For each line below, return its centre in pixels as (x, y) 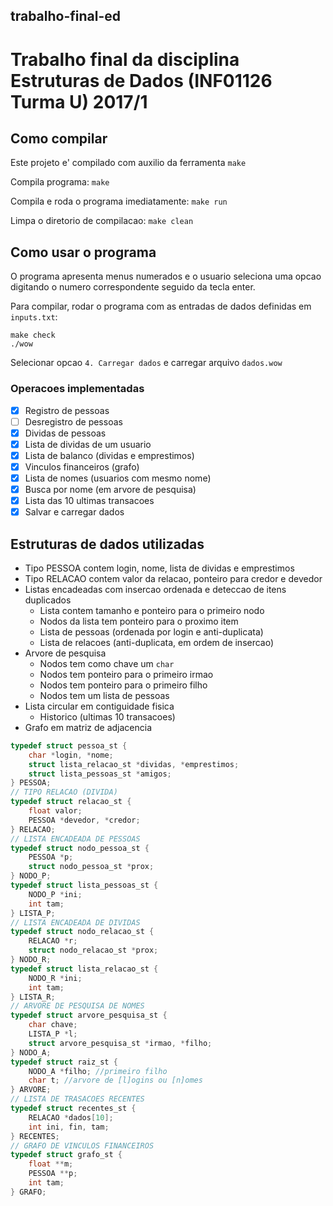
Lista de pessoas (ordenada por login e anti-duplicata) (151, 631)
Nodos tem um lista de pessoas (104, 695)
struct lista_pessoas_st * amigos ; (100, 774)
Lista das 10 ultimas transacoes (89, 500)
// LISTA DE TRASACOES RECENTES (77, 1099)
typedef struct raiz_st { (64, 1062)
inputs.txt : (34, 317)
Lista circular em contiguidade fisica (99, 706)
